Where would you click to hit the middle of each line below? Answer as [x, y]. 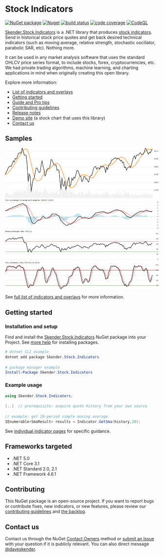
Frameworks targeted [39, 446]
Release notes [26, 113]
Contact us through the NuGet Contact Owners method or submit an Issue [80, 539]
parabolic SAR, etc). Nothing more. [40, 48]
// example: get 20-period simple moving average [57, 417]
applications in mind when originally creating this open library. [67, 73]
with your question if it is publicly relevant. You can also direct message [77, 544]
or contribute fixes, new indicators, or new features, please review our [76, 506]
